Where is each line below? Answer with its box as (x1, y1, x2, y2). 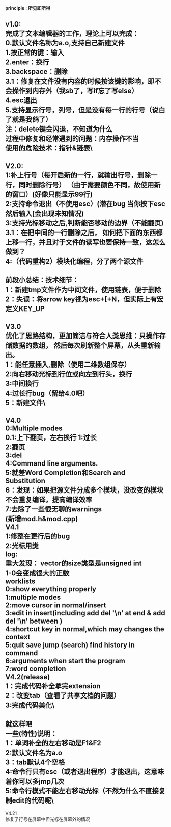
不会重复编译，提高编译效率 (5, 495, 93, 504)
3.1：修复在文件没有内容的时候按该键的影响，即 (5, 77, 155, 86)
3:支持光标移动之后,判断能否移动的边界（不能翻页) (5, 219, 164, 227)
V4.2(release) (5, 673, 50, 681)
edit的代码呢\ (12, 796, 54, 805)
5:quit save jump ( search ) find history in (5, 640, 135, 649)
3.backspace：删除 (5, 67, 68, 76)
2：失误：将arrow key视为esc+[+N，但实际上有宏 (5, 295, 164, 304)
